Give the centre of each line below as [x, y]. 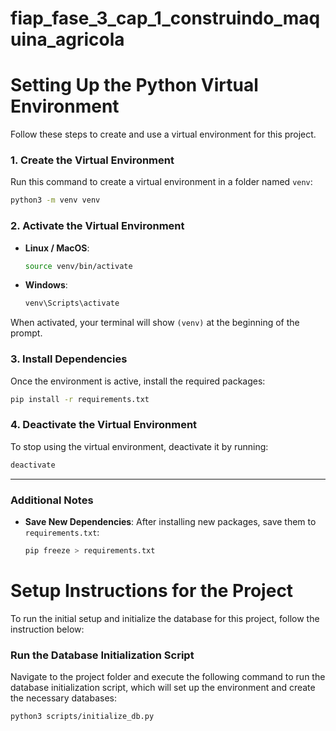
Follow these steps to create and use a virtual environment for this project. [163, 134]
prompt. [26, 333]
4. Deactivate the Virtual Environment [104, 425]
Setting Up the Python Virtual [134, 85]
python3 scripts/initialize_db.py [82, 717]
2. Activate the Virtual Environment [97, 226]
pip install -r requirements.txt [80, 399]
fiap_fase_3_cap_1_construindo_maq [165, 18]
